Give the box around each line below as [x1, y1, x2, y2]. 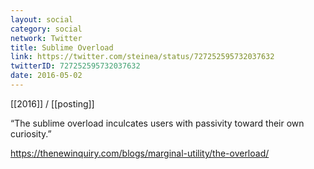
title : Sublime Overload [10, 42, 114, 53]
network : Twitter [10, 33, 83, 43]
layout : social [10, 14, 74, 25]
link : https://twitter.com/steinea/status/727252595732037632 [10, 52, 275, 62]
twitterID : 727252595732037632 [10, 61, 141, 71]
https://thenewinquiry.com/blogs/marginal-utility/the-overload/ [10, 147, 270, 159]
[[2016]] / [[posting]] [10, 97, 95, 110]
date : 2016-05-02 [10, 71, 83, 81]
